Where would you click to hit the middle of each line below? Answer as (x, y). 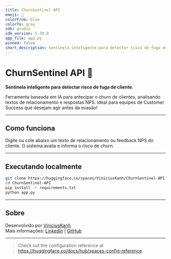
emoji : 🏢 (15, 15)
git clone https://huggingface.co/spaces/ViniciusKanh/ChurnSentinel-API (85, 178)
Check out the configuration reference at (61, 245)
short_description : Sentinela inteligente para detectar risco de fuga (83, 48)
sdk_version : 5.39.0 (27, 34)
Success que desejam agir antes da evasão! (51, 108)
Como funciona (30, 128)
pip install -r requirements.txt (41, 188)
